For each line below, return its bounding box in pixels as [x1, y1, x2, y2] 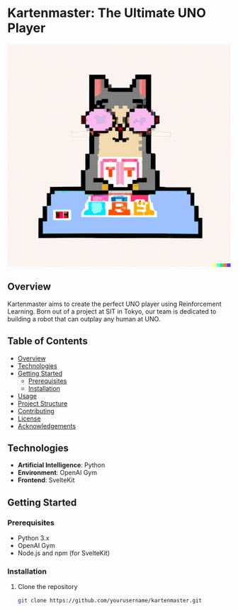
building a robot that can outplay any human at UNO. [7, 314, 161, 323]
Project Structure [17, 399, 68, 408]
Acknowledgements [17, 421, 76, 430]
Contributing [17, 406, 55, 415]
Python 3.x [17, 534, 50, 542]
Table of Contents [7, 335, 89, 348]
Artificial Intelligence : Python [17, 461, 106, 469]
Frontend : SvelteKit [17, 476, 75, 484]
